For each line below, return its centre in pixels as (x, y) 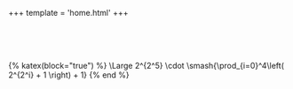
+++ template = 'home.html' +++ (68, 13)
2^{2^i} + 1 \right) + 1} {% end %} (69, 75)
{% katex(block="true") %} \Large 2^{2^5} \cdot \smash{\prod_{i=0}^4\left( (146, 66)
